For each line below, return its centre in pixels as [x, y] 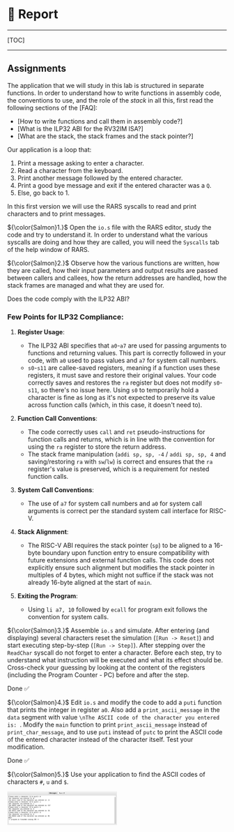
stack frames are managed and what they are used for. [86, 285]
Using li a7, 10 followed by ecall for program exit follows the [117, 609]
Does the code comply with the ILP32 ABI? [69, 299]
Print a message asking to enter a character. [81, 163]
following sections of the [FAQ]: [52, 107]
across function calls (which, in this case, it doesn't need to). [115, 405]
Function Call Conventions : [57, 419]
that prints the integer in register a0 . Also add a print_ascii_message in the [114, 710]
